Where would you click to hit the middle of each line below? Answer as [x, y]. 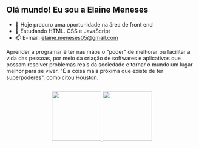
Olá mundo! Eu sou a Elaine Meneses [77, 10]
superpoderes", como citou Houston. [52, 77]
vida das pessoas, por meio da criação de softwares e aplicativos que [93, 58]
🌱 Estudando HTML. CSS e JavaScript [62, 31]
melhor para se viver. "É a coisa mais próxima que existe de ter [85, 71]
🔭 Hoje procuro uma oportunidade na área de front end [84, 24]
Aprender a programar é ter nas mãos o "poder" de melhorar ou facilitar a [98, 51]
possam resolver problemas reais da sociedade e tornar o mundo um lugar [99, 64]
